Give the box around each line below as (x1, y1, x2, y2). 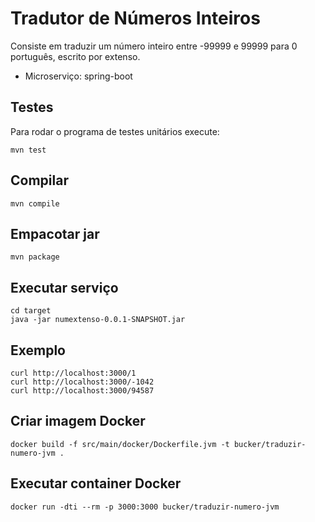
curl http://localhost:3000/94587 (10, 386, 155, 396)
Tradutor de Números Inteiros (10, 7, 261, 30)
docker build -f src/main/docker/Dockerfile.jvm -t (10, 439, 230, 449)
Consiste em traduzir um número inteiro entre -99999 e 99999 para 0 (10, 40, 298, 52)
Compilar (10, 172, 69, 189)
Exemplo (10, 342, 66, 359)
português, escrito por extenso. (10, 50, 141, 62)
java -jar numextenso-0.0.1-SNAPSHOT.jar (10, 315, 186, 325)
